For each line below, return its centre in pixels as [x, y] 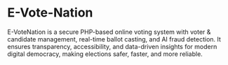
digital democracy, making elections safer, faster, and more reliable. [105, 54]
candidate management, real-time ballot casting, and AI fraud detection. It [114, 39]
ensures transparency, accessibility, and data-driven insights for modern [112, 46]
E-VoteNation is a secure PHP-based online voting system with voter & [109, 32]
